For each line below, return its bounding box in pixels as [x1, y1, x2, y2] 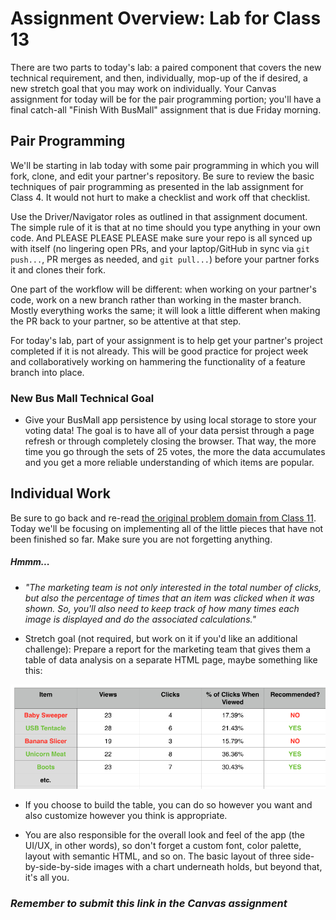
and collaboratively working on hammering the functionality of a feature [10, 355, 306, 367]
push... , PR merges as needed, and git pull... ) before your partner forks [10, 253, 320, 265]
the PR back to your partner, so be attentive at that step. [10, 315, 242, 327]
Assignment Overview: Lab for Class [10, 7, 322, 30]
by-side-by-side [24, 860, 92, 872]
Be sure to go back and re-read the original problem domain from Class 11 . [10, 512, 317, 524]
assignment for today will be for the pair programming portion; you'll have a [10, 93, 322, 105]
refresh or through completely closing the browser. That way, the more [24, 435, 317, 447]
